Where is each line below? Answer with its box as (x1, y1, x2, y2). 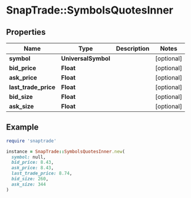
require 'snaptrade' (6, 138, 57, 144)
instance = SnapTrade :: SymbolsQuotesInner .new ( (6, 148, 126, 154)
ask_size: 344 (11, 181, 46, 187)
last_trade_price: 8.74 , (11, 170, 73, 177)
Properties (6, 27, 46, 37)
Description (116, 45, 150, 52)
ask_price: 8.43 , (11, 165, 54, 171)
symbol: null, (11, 154, 46, 160)
